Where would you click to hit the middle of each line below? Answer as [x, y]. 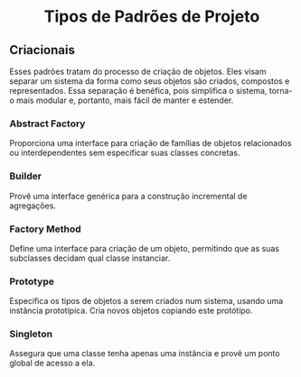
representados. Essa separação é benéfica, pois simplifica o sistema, [138, 91]
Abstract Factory [47, 124]
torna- [281, 91]
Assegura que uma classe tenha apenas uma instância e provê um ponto [145, 354]
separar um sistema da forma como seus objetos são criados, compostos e [150, 81]
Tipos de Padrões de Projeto [152, 17]
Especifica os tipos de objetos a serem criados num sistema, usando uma [146, 301]
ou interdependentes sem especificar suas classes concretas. [125, 153]
